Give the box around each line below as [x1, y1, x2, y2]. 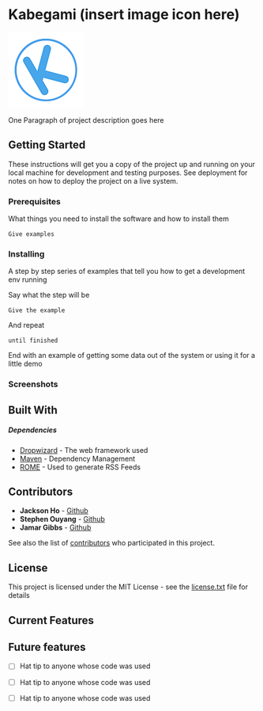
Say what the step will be [8, 291, 90, 300]
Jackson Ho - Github [19, 506, 88, 515]
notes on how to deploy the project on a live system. [8, 176, 178, 185]
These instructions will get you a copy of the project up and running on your [8, 159, 255, 169]
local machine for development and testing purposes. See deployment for [8, 168, 248, 177]
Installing [8, 248, 45, 259]
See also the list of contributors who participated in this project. [8, 538, 216, 548]
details [8, 591, 30, 600]
